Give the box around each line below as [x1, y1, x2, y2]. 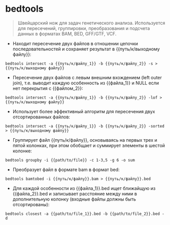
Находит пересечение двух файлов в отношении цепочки [12, 40, 139, 46]
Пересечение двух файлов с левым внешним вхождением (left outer [12, 74, 162, 80]
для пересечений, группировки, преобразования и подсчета [17, 25, 150, 31]
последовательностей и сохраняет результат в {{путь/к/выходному [12, 46, 160, 52]
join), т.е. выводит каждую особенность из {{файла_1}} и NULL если [12, 80, 159, 86]
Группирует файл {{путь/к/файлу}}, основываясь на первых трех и [12, 137, 157, 143]
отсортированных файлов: [12, 114, 70, 120]
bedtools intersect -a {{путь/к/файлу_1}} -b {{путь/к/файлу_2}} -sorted [5, 123, 165, 128]
